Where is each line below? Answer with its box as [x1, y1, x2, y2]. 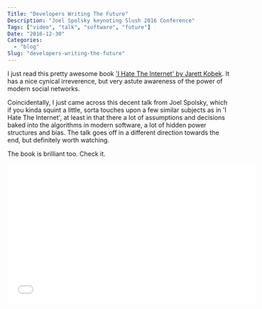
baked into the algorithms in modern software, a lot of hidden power [7, 120, 207, 129]
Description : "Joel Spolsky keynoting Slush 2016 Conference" [7, 17, 195, 24]
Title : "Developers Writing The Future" [7, 10, 129, 18]
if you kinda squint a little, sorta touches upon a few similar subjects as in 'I [7, 106, 227, 114]
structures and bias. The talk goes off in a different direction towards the [7, 128, 219, 137]
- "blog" [13, 43, 40, 50]
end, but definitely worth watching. [7, 135, 110, 144]
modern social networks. [7, 84, 80, 93]
